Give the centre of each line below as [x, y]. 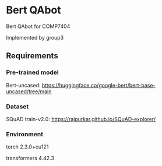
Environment [25, 134]
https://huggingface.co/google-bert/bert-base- [98, 85]
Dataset [17, 107]
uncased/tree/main [29, 91]
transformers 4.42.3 [30, 158]
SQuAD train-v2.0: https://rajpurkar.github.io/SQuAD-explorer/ [81, 119]
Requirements [32, 56]
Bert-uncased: [23, 85]
